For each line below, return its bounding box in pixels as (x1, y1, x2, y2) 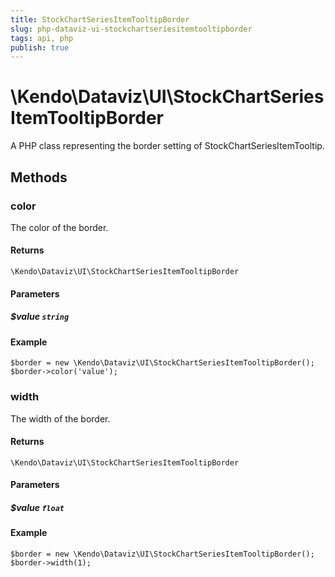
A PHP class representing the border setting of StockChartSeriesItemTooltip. (10, 140, 325, 152)
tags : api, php (10, 33, 74, 43)
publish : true (10, 42, 70, 53)
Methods (10, 169, 68, 186)
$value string (10, 311, 70, 323)
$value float (10, 501, 65, 513)
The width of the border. (10, 412, 111, 425)
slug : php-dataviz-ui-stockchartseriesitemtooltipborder (10, 24, 253, 34)
